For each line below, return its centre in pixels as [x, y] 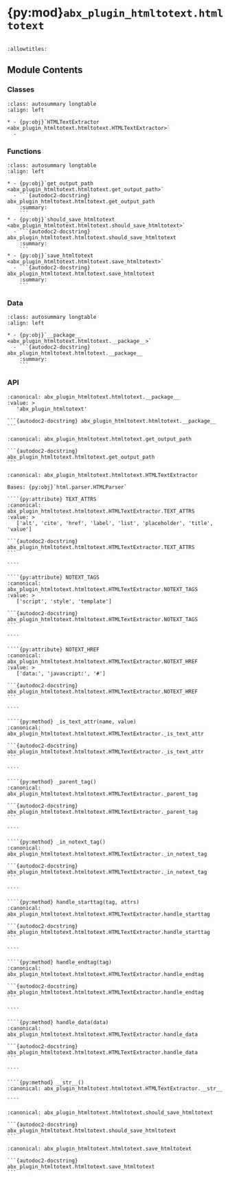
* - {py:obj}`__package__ [44, 335]
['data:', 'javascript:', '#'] [61, 674]
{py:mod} [35, 13]
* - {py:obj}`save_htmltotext [50, 256]
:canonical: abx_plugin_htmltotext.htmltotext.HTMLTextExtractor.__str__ [115, 1088]
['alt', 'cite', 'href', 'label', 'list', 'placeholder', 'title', [115, 523]
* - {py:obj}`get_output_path [50, 184]
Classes [21, 89]
